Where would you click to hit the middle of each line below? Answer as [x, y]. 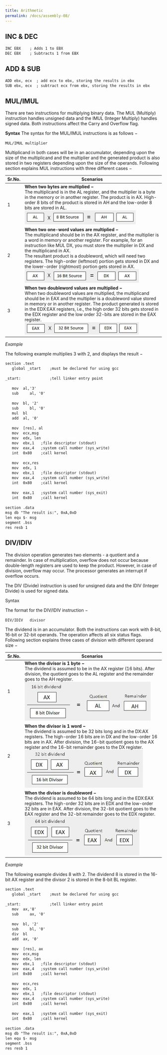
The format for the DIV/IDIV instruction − [47, 610]
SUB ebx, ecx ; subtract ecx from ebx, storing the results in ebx [78, 86]
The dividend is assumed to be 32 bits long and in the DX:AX [86, 731]
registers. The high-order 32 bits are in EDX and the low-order [89, 803]
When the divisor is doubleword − [60, 792]
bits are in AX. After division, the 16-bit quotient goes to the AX [89, 742]
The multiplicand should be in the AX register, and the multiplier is [92, 235]
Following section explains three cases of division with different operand [79, 640]
